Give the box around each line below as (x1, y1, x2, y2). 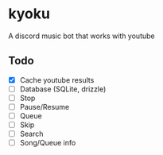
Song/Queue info (19, 138, 76, 148)
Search (19, 129, 44, 139)
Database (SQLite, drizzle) (19, 84, 107, 94)
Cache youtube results (19, 75, 95, 84)
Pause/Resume (19, 102, 70, 111)
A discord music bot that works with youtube (8, 31, 155, 41)
